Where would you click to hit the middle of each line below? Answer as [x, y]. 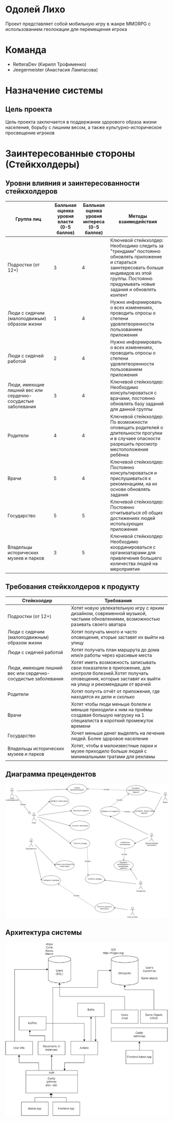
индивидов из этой [131, 273]
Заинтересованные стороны [70, 154]
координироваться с [133, 547]
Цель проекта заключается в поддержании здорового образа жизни [81, 121]
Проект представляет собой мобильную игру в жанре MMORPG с [78, 24]
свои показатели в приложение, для [111, 668]
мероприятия [125, 569]
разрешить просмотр [134, 444]
